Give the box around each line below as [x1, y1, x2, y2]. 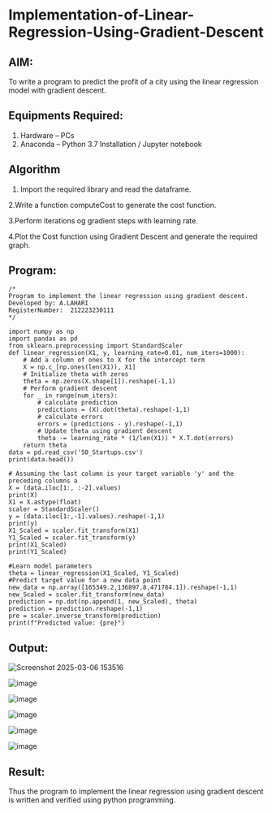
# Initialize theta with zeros [23, 370, 129, 378]
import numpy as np [8, 327, 75, 336]
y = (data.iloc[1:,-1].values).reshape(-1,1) [8, 512, 165, 521]
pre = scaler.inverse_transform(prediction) [8, 612, 162, 621]
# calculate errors [37, 413, 104, 422]
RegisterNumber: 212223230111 [8, 306, 114, 314]
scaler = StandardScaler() [8, 505, 100, 513]
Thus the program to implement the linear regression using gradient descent [8, 786, 264, 797]
